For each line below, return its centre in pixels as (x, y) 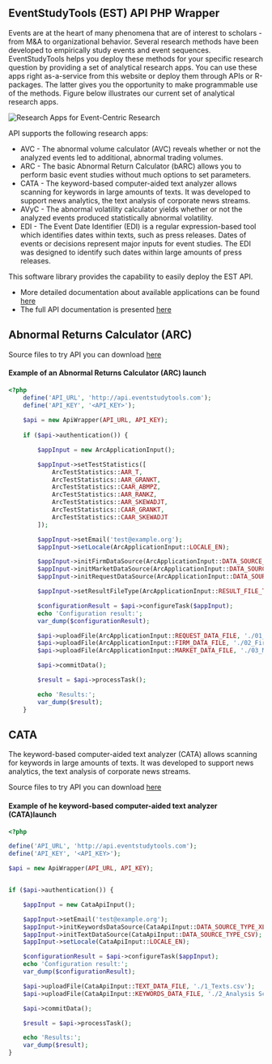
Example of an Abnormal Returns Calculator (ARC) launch (107, 373)
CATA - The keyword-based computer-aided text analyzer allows (128, 183)
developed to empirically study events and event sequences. (110, 50)
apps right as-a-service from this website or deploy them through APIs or (131, 75)
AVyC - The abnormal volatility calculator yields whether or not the (131, 209)
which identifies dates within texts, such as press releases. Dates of (133, 235)
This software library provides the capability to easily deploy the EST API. (131, 276)
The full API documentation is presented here (96, 309)
